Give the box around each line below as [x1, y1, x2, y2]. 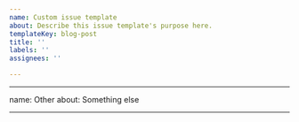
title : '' [9, 37, 46, 47]
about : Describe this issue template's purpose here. [9, 21, 214, 30]
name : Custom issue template [9, 12, 117, 22]
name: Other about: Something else [9, 95, 140, 104]
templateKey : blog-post [9, 29, 98, 38]
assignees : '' [9, 54, 62, 63]
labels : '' [9, 46, 50, 55]
